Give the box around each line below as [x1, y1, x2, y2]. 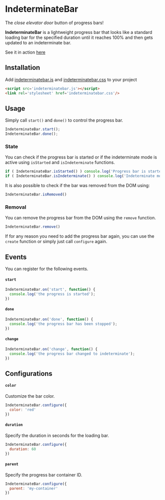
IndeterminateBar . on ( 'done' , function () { [5, 317, 93, 322]
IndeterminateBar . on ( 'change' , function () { [5, 346, 98, 351]
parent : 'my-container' [9, 486, 58, 491]
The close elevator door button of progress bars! [5, 20, 104, 26]
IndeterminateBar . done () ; [5, 131, 58, 136]
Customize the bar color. [5, 393, 55, 399]
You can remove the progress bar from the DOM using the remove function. [5, 215, 156, 221]
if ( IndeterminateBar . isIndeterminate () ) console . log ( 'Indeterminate [5, 174, 155, 179]
